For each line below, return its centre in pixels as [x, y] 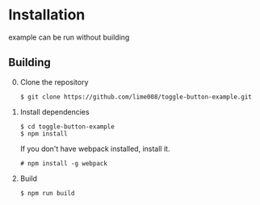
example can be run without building [69, 37]
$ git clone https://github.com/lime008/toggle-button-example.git [136, 97]
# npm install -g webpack [63, 163]
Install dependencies [55, 111]
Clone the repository [54, 82]
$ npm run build [47, 193]
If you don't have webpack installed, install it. [95, 149]
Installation [47, 15]
